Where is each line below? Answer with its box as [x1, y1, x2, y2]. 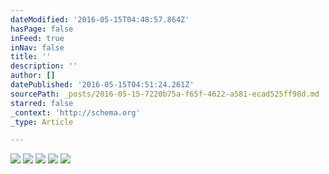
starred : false [10, 98, 74, 108]
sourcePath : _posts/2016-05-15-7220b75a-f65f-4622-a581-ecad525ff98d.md [10, 89, 320, 99]
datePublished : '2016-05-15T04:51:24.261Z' [10, 80, 195, 90]
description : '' [10, 61, 78, 71]
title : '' [10, 52, 52, 62]
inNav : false [10, 42, 65, 53]
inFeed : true [10, 33, 65, 43]
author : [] [10, 71, 56, 81]
